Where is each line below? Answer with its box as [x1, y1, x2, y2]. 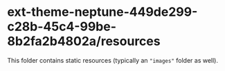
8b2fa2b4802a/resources [7, 34, 161, 49]
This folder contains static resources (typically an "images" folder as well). [7, 56, 219, 64]
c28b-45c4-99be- [7, 19, 116, 34]
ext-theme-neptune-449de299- [7, 4, 198, 20]
